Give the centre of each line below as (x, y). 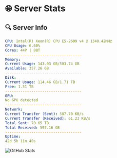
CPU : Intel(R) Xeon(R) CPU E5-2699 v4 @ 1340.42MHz (58, 41)
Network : (14, 110)
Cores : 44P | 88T (23, 50)
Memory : (13, 59)
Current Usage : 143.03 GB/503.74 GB (42, 64)
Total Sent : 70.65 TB (27, 123)
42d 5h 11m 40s (20, 141)
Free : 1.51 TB (19, 87)
